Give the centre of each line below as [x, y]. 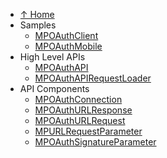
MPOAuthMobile [68, 46]
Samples [38, 25]
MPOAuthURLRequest [80, 120]
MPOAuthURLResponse [83, 110]
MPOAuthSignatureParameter [95, 142]
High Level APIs [52, 57]
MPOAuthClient [66, 35]
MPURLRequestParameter [88, 131]
